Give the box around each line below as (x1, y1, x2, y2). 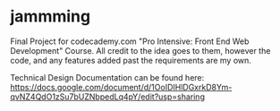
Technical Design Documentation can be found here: (10, 72, 205, 82)
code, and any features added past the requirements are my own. (10, 55, 251, 65)
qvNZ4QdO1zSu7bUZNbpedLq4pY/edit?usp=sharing (10, 91, 205, 102)
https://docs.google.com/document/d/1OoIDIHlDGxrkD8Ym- (10, 81, 233, 92)
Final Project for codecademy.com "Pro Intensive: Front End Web (10, 36, 250, 47)
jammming (10, 6, 91, 27)
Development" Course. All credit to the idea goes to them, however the (10, 45, 271, 55)
